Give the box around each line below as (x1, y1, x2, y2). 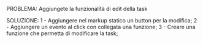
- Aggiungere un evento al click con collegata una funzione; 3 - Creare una (6, 24, 196, 30)
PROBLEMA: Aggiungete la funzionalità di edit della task (6, 5, 148, 12)
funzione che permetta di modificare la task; (6, 30, 118, 37)
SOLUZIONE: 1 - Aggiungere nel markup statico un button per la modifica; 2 (6, 17, 197, 24)
